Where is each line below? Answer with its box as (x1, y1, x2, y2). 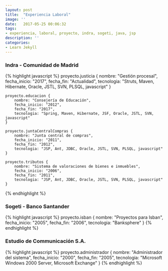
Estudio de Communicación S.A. (5, 238, 86, 245)
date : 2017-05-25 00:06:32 (5, 21, 66, 27)
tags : (5, 26, 17, 31)
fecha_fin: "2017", (14, 106, 55, 111)
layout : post (5, 7, 33, 13)
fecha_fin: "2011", (14, 172, 55, 178)
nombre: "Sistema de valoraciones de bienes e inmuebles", (14, 164, 141, 169)
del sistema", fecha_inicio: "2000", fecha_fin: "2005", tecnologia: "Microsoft (5, 254, 162, 260)
